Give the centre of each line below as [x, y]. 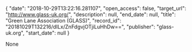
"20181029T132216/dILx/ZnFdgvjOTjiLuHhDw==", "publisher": [80, 27]
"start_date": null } [47, 33]
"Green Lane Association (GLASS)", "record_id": [63, 21]
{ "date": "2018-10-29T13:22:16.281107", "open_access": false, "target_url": [96, 8]
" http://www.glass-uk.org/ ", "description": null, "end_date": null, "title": [91, 14]
